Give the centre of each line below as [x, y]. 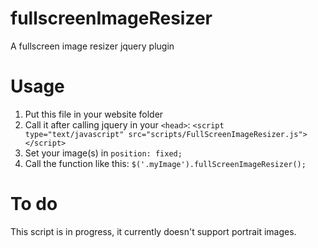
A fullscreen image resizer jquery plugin [92, 46]
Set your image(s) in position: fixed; [103, 153]
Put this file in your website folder [94, 114]
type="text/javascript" [74, 134]
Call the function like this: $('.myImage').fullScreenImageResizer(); [165, 163]
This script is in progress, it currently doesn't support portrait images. [153, 231]
